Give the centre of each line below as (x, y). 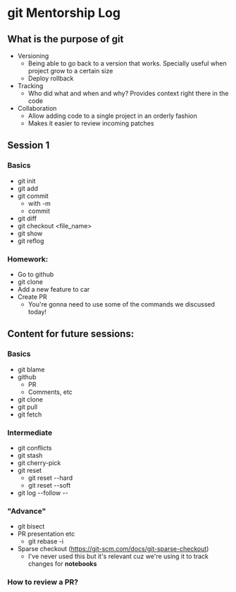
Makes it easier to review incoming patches (91, 123)
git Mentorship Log (64, 13)
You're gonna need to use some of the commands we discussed (122, 304)
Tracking (30, 86)
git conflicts (35, 448)
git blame (31, 369)
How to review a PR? (43, 582)
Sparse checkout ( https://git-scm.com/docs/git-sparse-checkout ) (113, 549)
